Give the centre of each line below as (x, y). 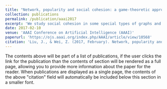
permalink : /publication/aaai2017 (41, 19)
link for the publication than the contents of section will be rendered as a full (83, 61)
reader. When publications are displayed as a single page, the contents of (81, 72)
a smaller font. (20, 82)
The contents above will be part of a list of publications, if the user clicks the (83, 56)
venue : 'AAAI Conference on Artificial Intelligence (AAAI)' (70, 33)
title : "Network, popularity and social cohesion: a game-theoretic (78, 10)
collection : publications (32, 14)
